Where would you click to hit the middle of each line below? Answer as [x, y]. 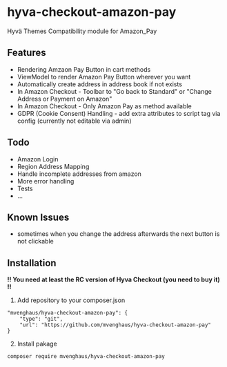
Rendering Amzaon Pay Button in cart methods [84, 69]
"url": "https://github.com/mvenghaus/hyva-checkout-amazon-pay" [116, 325]
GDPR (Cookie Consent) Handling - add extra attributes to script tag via [119, 113]
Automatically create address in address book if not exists [100, 84]
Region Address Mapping [53, 166]
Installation [32, 263]
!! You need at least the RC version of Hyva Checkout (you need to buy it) [114, 279]
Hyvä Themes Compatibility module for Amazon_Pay [82, 31]
